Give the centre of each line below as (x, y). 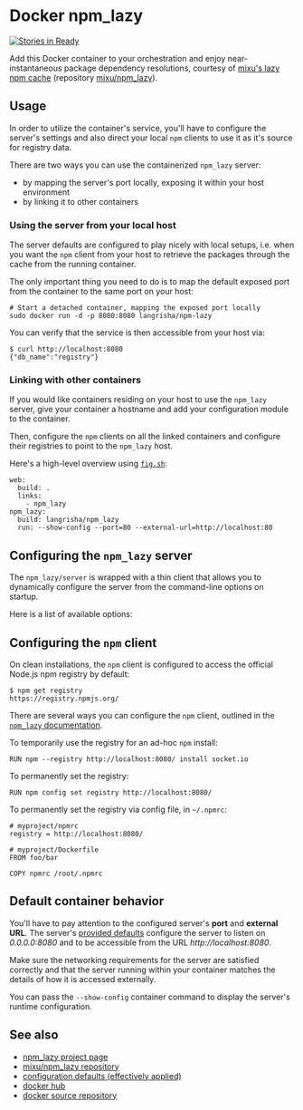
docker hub (44, 1086)
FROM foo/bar (34, 857)
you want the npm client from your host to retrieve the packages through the (150, 255)
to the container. (40, 419)
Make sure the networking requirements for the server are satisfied (134, 960)
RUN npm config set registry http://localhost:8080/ (111, 792)
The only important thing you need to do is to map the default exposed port (150, 282)
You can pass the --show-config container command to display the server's (150, 997)
